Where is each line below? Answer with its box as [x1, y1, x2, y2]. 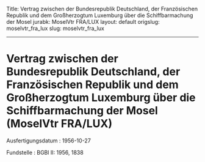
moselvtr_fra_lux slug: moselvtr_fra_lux [6, 24, 105, 32]
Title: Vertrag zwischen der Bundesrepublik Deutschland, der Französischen [6, 6, 198, 12]
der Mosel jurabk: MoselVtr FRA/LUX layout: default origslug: [6, 18, 160, 25]
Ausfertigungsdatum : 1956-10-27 [6, 137, 92, 144]
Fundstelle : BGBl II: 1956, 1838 [6, 149, 84, 156]
